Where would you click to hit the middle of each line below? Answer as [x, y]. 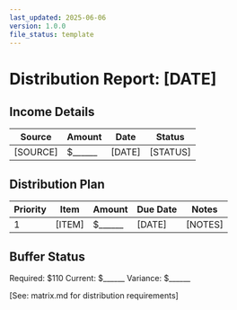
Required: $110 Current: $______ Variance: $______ [100, 278]
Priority [30, 209]
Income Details [52, 112]
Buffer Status [47, 257]
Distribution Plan [57, 184]
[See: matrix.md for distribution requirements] [94, 296]
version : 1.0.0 [38, 26]
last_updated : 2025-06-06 [57, 18]
